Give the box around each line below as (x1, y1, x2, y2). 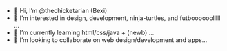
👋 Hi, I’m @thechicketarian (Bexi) (13, 7, 108, 14)
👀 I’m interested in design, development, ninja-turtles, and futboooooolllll (13, 14, 221, 22)
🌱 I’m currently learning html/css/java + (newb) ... (13, 28, 155, 37)
